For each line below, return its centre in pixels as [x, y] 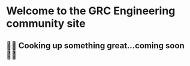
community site [46, 23]
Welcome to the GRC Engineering [91, 11]
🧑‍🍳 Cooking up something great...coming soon [95, 45]
